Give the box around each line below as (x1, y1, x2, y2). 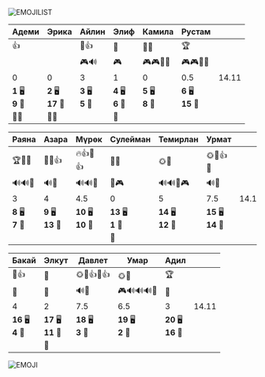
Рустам (181, 26, 211, 37)
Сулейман (110, 134, 151, 145)
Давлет (77, 255, 108, 266)
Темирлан (158, 134, 199, 145)
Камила (142, 26, 174, 37)
